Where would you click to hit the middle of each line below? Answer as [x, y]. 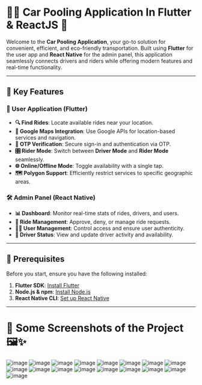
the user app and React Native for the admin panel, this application [90, 54]
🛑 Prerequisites [35, 259]
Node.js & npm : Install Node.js [53, 292]
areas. [23, 181]
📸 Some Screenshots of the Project [95, 328]
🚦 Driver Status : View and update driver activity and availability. [94, 235]
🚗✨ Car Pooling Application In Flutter [99, 12]
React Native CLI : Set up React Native [62, 298]
